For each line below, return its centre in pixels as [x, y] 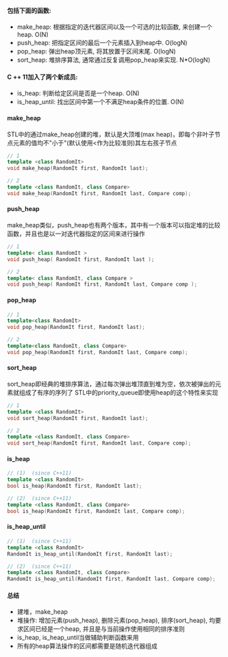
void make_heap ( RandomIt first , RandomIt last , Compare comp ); [99, 193]
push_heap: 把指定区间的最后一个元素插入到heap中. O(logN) [102, 43]
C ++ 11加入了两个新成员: [42, 77]
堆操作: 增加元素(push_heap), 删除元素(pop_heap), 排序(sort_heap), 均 [116, 621]
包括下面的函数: [29, 10]
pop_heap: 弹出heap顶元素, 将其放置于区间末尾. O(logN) [96, 51]
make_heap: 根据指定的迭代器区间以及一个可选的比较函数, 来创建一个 [115, 27]
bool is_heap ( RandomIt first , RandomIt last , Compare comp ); [96, 511]
